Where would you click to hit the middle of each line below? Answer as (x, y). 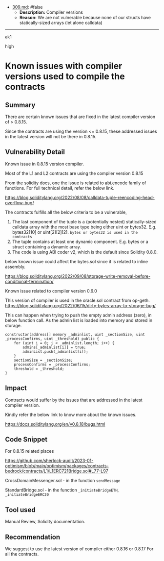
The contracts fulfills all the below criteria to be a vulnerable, (66, 212)
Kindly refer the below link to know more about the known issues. (71, 415)
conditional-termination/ (29, 281)
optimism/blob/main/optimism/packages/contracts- (57, 466)
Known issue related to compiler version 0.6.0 (51, 291)
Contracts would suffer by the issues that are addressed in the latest (74, 400)
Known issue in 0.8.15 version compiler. (44, 164)
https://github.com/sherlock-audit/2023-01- (49, 461)
